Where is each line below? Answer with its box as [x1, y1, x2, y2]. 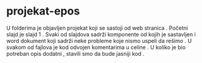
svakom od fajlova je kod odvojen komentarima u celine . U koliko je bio [6, 44, 186, 51]
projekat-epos [6, 4, 81, 18]
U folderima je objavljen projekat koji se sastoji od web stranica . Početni [6, 24, 188, 31]
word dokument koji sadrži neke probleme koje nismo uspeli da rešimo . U [6, 37, 192, 44]
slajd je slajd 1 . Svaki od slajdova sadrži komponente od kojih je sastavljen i [6, 30, 197, 38]
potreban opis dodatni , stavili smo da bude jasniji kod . [6, 50, 145, 57]
